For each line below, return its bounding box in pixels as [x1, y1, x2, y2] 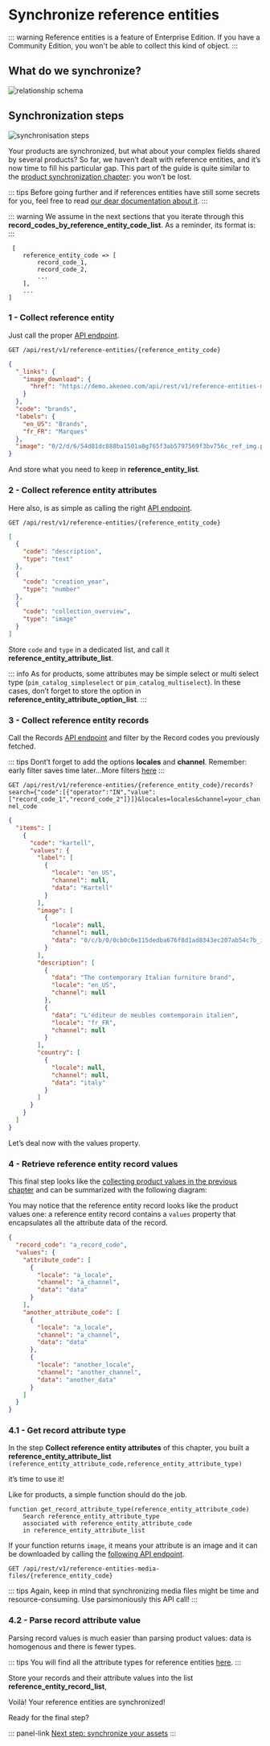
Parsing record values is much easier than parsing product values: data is [8, 1633, 252, 1643]
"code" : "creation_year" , [22, 578, 110, 586]
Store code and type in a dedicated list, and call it [8, 645, 170, 654]
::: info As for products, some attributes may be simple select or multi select [8, 669, 260, 678]
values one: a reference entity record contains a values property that [8, 1209, 236, 1219]
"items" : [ [15, 823, 52, 832]
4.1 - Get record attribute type [8, 1425, 126, 1436]
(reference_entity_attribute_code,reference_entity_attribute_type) [8, 1460, 243, 1468]
